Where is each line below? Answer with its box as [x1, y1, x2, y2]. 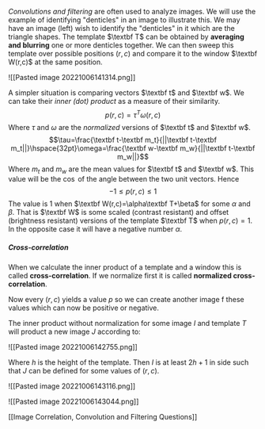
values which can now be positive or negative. [8, 303, 160, 312]
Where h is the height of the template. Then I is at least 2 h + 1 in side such [8, 358, 249, 367]
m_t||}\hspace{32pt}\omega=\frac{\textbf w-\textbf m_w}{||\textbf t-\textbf [10, 143, 256, 153]
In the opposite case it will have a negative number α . [8, 224, 183, 234]
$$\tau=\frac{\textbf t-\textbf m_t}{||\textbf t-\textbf [48, 135, 218, 144]
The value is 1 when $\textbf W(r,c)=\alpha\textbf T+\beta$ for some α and [8, 199, 251, 209]
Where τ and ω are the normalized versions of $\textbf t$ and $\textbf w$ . [8, 122, 252, 132]
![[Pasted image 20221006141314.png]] [8, 73, 136, 82]
